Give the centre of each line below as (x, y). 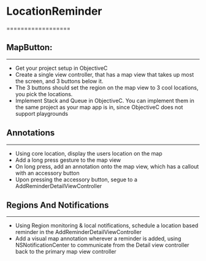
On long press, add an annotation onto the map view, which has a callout (107, 166)
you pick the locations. (44, 94)
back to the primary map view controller (66, 252)
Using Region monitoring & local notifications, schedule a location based (107, 225)
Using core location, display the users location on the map (89, 153)
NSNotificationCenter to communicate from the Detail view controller (102, 245)
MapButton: (29, 47)
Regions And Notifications (58, 205)
